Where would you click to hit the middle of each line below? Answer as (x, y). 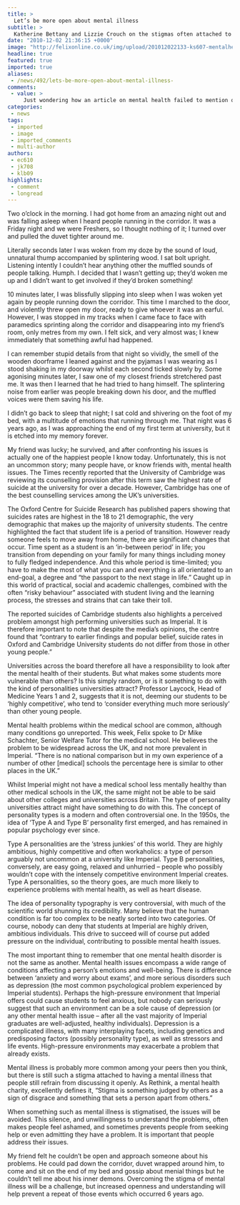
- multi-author (33, 147)
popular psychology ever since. (54, 830)
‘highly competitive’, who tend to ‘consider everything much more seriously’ (119, 704)
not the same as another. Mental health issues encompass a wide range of (117, 963)
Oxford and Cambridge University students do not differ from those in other (119, 644)
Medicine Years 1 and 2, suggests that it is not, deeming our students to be (117, 696)
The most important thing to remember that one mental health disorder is (115, 955)
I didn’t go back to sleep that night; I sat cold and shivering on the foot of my (120, 413)
